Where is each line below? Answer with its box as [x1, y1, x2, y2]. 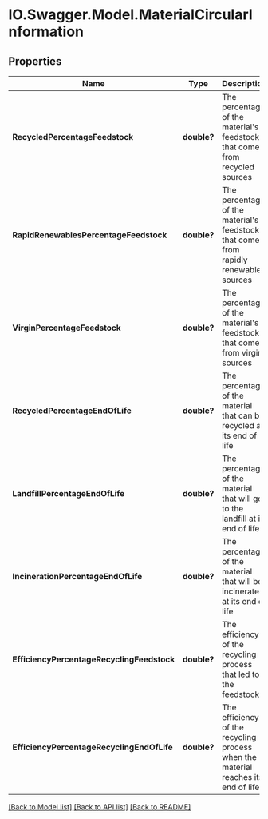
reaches [222, 772, 253, 782]
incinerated [222, 586, 265, 597]
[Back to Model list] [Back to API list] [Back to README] [8, 802, 191, 812]
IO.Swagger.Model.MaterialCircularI [8, 6, 253, 24]
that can [222, 410, 253, 421]
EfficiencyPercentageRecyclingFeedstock [12, 654, 175, 665]
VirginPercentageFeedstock [12, 322, 121, 333]
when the [222, 752, 258, 762]
